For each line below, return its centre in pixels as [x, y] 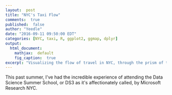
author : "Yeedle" [24, 29]
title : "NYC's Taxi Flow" [33, 15]
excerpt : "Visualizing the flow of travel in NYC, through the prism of [84, 63]
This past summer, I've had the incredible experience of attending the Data [84, 77]
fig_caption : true [35, 58]
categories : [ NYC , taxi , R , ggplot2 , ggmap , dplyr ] [61, 39]
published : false [25, 24]
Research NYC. [21, 88]
